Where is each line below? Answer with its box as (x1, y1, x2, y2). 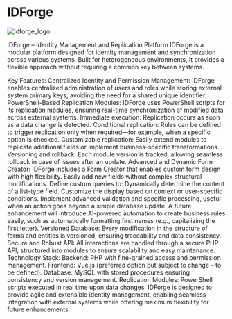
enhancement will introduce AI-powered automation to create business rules (7, 209, 226, 218)
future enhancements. (7, 305, 71, 313)
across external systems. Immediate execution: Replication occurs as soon (7, 113, 220, 122)
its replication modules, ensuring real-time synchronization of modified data (7, 106, 224, 114)
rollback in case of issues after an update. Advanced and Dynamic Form (7, 157, 213, 165)
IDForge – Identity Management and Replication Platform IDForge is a (7, 40, 204, 49)
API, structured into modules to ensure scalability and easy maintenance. (7, 246, 216, 254)
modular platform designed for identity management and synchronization (7, 48, 216, 56)
